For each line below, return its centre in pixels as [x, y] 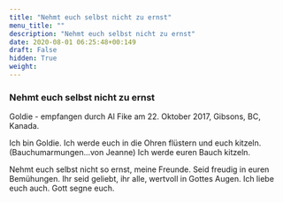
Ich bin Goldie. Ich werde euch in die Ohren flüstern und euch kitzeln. [135, 143]
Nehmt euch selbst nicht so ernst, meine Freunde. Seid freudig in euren [139, 169]
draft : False [33, 50]
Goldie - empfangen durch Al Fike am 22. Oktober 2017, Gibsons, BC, [135, 116]
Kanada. [24, 126]
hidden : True [33, 58]
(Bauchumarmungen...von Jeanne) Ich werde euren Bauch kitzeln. [130, 153]
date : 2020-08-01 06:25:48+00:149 [73, 42]
